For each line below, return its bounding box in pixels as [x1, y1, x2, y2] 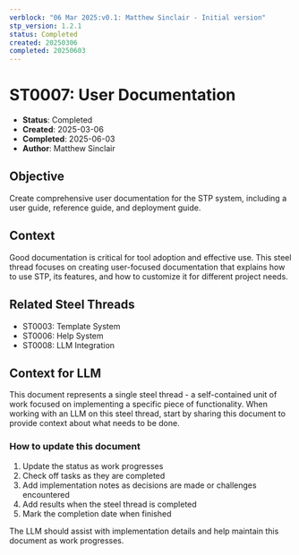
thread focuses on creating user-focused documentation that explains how [9, 261, 286, 272]
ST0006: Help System [21, 330, 105, 341]
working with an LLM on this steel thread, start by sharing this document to [9, 408, 286, 419]
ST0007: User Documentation [9, 85, 236, 106]
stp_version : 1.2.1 [9, 21, 82, 30]
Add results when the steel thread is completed [21, 499, 197, 509]
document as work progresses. [9, 534, 124, 546]
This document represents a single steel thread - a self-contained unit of [9, 389, 278, 400]
